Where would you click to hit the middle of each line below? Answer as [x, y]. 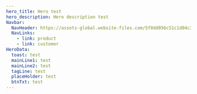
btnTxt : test [27, 82]
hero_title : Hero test [34, 11]
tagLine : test [28, 71]
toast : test [26, 55]
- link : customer [38, 44]
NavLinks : [23, 33]
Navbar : [16, 22]
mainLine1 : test [31, 60]
